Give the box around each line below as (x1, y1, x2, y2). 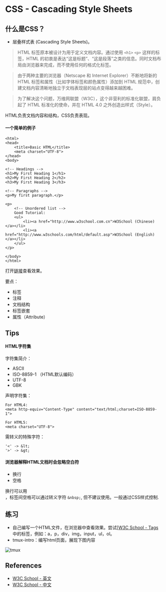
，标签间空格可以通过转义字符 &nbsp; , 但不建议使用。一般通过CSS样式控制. (5, 494, 160, 500)
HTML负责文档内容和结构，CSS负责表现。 (5, 112, 92, 118)
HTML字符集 (5, 343, 31, 349)
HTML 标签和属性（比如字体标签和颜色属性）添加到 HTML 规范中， (17, 79, 156, 84)
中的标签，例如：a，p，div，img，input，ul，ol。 (12, 531, 115, 537)
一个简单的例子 (5, 125, 36, 131)
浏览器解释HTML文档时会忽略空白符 (5, 459, 79, 465)
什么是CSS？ (5, 24, 45, 33)
